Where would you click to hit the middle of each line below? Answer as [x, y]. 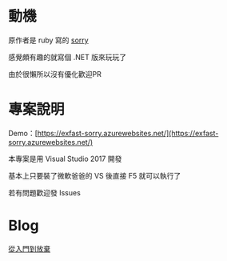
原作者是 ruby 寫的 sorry [49, 40]
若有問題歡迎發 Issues [45, 192]
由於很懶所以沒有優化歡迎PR [55, 74]
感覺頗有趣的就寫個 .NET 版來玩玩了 [67, 57]
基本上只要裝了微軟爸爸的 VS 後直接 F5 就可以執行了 [95, 175]
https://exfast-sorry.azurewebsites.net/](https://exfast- [128, 133]
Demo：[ [23, 133]
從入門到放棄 [29, 248]
